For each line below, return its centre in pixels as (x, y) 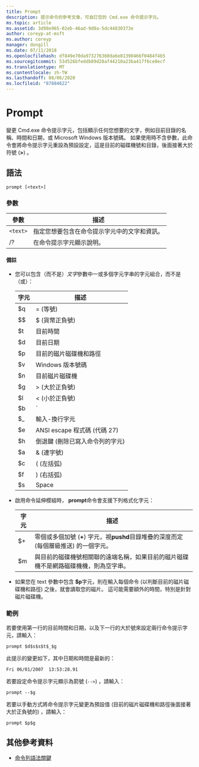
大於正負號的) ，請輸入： (36, 712)
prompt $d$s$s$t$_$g (32, 646)
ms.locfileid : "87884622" (38, 84)
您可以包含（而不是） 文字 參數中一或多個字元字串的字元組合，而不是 (98, 274)
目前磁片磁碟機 (56, 376)
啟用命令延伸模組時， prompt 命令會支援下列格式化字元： (84, 501)
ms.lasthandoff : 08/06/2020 (41, 78)
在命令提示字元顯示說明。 (69, 243)
